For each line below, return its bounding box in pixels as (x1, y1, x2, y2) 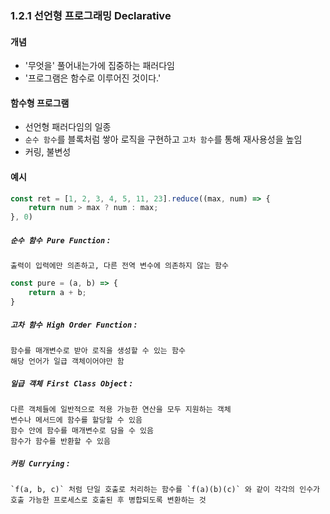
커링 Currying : (10, 457, 70, 469)
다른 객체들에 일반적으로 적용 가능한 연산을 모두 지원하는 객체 (10, 404, 232, 414)
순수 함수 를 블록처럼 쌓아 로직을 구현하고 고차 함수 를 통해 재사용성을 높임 (24, 133, 303, 146)
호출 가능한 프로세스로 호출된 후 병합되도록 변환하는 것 (10, 495, 207, 505)
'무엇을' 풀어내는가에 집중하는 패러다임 (24, 60, 175, 72)
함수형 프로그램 (10, 97, 70, 109)
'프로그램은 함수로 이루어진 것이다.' (24, 72, 162, 84)
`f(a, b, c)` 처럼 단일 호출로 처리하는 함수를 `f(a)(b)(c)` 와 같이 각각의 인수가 (10, 484, 321, 494)
